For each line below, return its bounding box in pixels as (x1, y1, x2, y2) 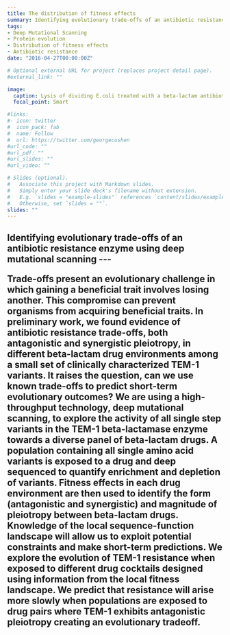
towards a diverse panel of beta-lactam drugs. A (7, 434, 218, 446)
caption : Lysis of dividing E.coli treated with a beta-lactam (13, 92, 197, 100)
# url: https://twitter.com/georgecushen (7, 137, 130, 143)
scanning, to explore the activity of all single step (7, 413, 221, 424)
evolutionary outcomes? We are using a (7, 391, 180, 402)
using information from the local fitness (7, 573, 180, 585)
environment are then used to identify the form (7, 487, 211, 499)
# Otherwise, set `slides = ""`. (7, 200, 109, 207)
